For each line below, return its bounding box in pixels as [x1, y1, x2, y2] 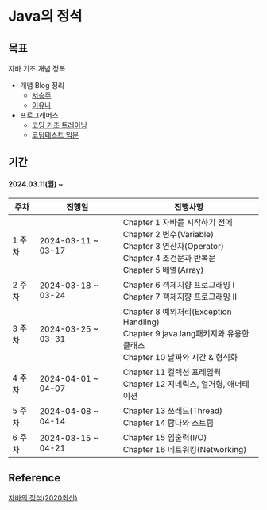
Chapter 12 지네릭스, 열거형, [122, 378, 226, 389]
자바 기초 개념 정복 [8, 64, 66, 73]
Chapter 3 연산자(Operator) [122, 240, 224, 251]
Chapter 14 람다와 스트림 [122, 417, 215, 428]
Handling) [122, 316, 161, 328]
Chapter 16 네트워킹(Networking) [122, 443, 247, 454]
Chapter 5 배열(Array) [122, 264, 204, 275]
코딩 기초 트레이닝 [31, 121, 87, 129]
